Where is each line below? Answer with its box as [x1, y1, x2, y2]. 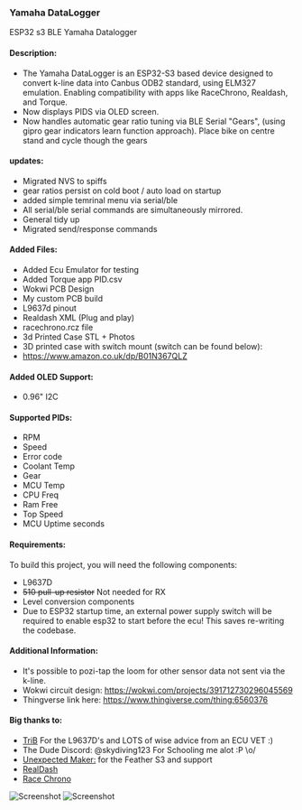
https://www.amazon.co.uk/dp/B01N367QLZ [22, 350, 188, 361]
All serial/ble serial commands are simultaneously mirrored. [22, 204, 243, 215]
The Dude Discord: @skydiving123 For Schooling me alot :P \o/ [22, 744, 257, 755]
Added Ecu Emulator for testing [22, 264, 140, 275]
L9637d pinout [22, 303, 77, 313]
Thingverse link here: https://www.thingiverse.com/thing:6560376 [22, 694, 269, 705]
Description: [9, 47, 57, 58]
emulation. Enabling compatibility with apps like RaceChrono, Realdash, [22, 87, 288, 98]
